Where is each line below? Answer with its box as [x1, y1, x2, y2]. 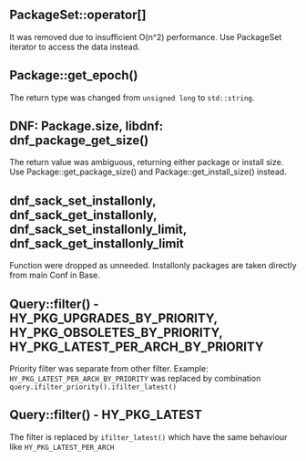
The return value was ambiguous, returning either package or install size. [9, 157, 284, 168]
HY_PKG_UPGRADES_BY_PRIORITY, [9, 310, 218, 326]
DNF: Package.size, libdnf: [9, 119, 164, 134]
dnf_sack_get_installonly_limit [9, 236, 185, 251]
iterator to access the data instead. [9, 41, 140, 52]
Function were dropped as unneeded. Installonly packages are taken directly [9, 260, 297, 271]
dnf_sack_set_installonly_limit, [9, 221, 187, 236]
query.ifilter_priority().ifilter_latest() [9, 382, 178, 392]
